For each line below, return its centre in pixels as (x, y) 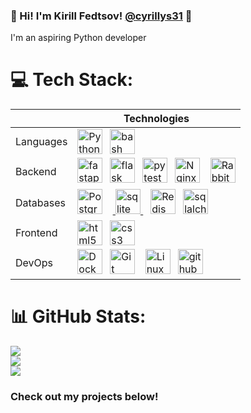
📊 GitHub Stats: (78, 316)
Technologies (156, 119)
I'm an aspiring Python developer (78, 38)
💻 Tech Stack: (72, 80)
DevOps (34, 263)
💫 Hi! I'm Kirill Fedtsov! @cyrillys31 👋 (101, 16)
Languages (41, 142)
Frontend (36, 233)
